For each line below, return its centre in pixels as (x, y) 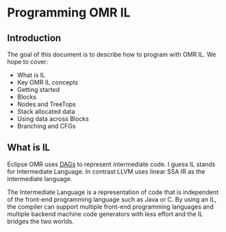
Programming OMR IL (69, 13)
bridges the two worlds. (40, 221)
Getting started (38, 90)
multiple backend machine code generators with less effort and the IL (105, 213)
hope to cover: (28, 62)
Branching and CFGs (46, 126)
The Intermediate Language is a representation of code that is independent (113, 192)
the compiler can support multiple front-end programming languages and (110, 207)
